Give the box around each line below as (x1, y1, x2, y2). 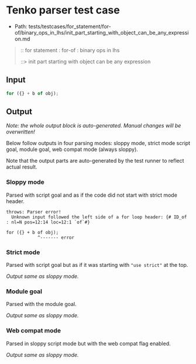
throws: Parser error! (6, 209, 61, 215)
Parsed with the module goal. (6, 301, 77, 308)
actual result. (6, 163, 37, 170)
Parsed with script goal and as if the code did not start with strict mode (6, 191, 177, 198)
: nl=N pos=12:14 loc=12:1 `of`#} (6, 219, 91, 225)
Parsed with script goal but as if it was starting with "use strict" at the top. (6, 262, 188, 269)
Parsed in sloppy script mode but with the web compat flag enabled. (6, 340, 171, 347)
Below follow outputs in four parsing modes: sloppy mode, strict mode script (6, 140, 191, 147)
